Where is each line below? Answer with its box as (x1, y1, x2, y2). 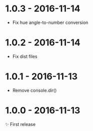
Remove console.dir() (12, 87, 57, 93)
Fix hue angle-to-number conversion (12, 19, 88, 25)
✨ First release (5, 121, 36, 127)
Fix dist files (12, 53, 37, 59)
